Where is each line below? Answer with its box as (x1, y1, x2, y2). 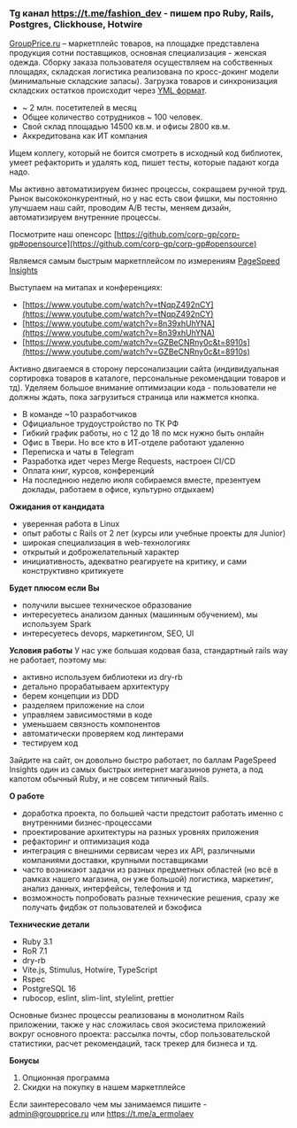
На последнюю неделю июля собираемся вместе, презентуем (21, 475, 261, 485)
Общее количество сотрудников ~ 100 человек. (21, 112, 203, 122)
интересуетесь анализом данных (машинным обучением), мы (21, 609, 258, 620)
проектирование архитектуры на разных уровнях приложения (21, 827, 259, 838)
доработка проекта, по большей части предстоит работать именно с (21, 808, 285, 819)
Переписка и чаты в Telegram (21, 446, 134, 458)
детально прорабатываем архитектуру (21, 681, 170, 692)
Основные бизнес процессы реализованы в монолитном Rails (9, 1010, 245, 1021)
